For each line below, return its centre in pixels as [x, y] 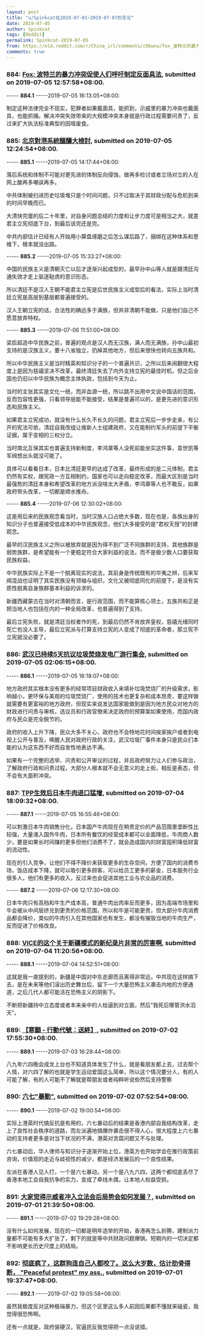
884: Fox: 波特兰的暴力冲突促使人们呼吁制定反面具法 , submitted [101, 74]
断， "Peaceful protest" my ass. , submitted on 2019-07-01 [95, 1272]
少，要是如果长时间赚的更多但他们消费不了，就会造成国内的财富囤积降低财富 [103, 842]
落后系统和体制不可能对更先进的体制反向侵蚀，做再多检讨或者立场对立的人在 [103, 175]
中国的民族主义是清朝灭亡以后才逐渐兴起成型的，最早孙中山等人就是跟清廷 [100, 269]
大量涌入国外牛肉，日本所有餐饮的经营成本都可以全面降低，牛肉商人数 [110, 834]
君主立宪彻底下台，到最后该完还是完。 [54, 224]
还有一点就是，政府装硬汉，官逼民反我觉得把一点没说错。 [78, 1327]
